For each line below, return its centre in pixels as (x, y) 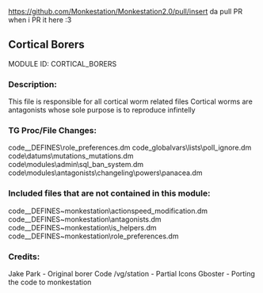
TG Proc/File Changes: (53, 131)
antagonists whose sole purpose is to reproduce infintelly (102, 110)
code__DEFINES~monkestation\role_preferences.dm (93, 236)
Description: (32, 84)
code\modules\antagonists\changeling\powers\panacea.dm (105, 173)
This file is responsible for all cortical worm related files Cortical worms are (131, 101)
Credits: (24, 257)
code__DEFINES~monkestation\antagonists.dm (85, 219)
